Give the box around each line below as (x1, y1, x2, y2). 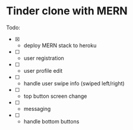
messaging (23, 105, 51, 112)
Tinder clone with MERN (6, 4, 128, 18)
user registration (23, 54, 64, 61)
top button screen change (23, 92, 87, 100)
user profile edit (23, 67, 63, 74)
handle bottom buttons (23, 117, 80, 125)
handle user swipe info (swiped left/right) (23, 79, 125, 87)
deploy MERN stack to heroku (23, 42, 97, 49)
